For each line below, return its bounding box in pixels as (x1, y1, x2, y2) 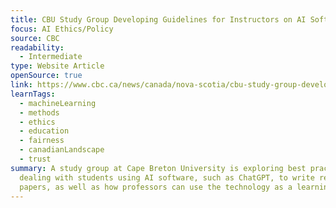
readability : (10, 42, 65, 53)
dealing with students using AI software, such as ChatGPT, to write (19, 172, 315, 183)
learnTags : (10, 89, 56, 99)
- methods (19, 107, 60, 118)
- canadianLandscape (19, 145, 105, 155)
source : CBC (10, 33, 60, 43)
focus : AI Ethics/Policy (10, 24, 114, 34)
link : (10, 80, 33, 90)
